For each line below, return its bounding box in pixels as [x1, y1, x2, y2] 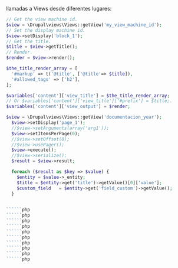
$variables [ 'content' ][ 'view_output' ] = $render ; [6, 103, 131, 110]
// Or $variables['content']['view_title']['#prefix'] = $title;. [6, 98, 173, 104]
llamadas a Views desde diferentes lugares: [6, 5, 112, 12]
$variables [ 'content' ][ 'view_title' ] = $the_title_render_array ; [6, 93, 170, 99]
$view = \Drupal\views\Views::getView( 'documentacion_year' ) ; [6, 115, 162, 120]
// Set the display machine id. [6, 27, 85, 33]
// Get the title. [6, 38, 51, 44]
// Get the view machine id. [6, 17, 78, 22]
